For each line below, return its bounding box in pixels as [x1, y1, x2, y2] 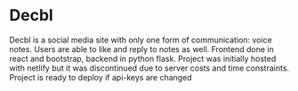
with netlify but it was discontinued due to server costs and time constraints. [9, 63, 290, 73]
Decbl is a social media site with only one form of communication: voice [9, 34, 273, 45]
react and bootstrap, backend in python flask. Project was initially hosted [9, 53, 277, 64]
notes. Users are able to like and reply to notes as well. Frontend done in [9, 43, 274, 54]
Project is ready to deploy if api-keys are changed [9, 72, 193, 82]
